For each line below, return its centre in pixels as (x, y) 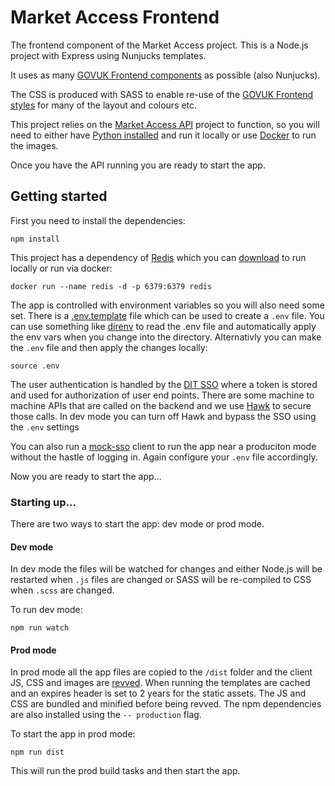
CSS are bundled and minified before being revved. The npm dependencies (166, 704)
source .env (35, 366)
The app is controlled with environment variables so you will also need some (167, 305)
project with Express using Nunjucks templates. (108, 55)
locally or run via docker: (61, 268)
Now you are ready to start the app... (86, 476)
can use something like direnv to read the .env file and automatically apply (163, 326)
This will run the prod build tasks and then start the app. (125, 771)
